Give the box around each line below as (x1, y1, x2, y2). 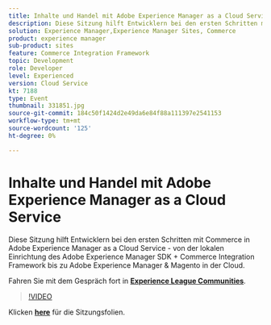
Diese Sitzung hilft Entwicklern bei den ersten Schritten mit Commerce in (8, 235, 250, 244)
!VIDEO (27, 291, 52, 301)
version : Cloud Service (8, 79, 89, 87)
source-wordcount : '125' (8, 124, 92, 132)
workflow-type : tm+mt (8, 117, 81, 125)
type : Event (8, 94, 48, 102)
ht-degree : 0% (8, 131, 56, 140)
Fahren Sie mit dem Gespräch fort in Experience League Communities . (8, 276, 246, 285)
